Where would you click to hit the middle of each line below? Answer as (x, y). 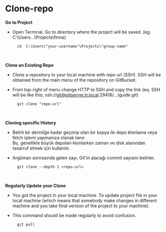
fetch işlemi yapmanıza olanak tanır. (49, 137)
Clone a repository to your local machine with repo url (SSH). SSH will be (86, 74)
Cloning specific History (31, 122)
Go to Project (19, 22)
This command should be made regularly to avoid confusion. (74, 215)
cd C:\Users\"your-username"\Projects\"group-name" (73, 46)
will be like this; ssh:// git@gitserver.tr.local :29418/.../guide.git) (75, 95)
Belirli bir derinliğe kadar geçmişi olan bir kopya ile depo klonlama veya (85, 132)
